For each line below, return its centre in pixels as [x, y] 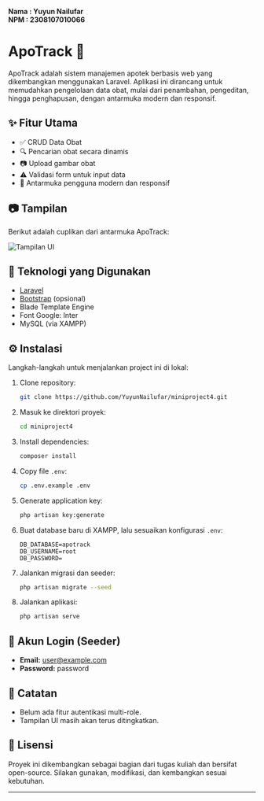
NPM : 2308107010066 [47, 20]
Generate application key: [61, 500]
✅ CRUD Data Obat [51, 142]
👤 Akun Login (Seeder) [64, 641]
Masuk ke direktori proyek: [62, 412]
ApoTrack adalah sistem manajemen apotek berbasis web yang [111, 73]
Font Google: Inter [49, 316]
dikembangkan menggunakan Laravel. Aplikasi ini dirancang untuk [115, 81]
